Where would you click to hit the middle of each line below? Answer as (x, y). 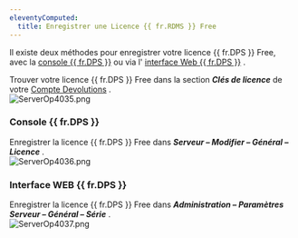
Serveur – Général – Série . (60, 214)
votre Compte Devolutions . (60, 89)
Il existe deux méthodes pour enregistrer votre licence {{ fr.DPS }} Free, (143, 52)
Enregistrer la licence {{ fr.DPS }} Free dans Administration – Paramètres (146, 204)
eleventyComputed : (44, 18)
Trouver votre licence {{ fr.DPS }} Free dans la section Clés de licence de (146, 79)
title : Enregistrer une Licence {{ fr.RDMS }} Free (117, 26)
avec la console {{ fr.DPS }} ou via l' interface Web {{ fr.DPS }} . (128, 62)
